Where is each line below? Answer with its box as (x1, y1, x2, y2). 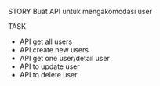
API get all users (19, 37, 73, 46)
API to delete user (19, 70, 78, 79)
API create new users (19, 45, 89, 54)
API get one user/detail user (19, 54, 110, 63)
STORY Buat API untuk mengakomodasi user (8, 7, 153, 16)
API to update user (19, 62, 80, 71)
